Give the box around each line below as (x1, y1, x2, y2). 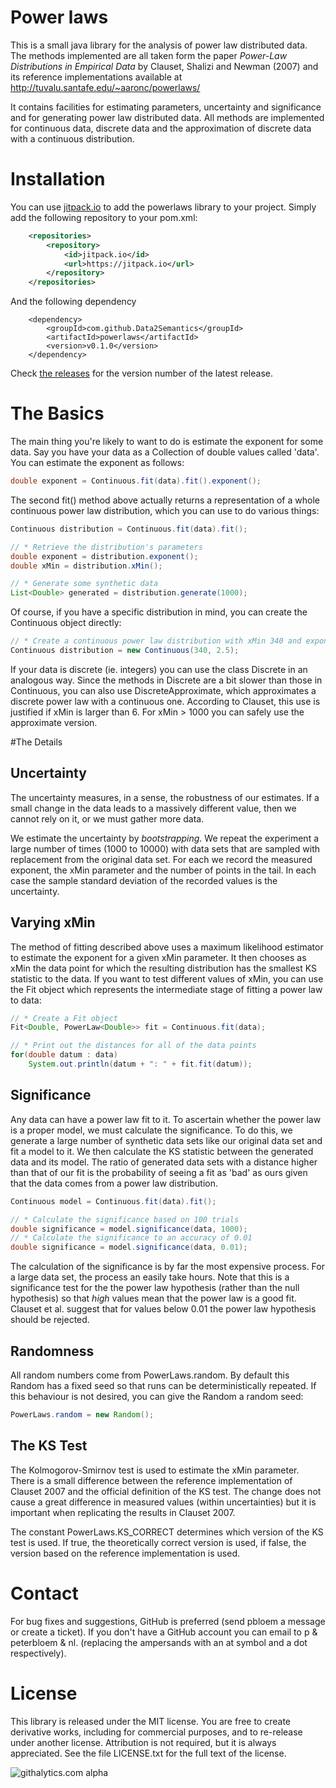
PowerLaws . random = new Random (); (10, 1409, 155, 1420)
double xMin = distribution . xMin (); (10, 561, 163, 571)
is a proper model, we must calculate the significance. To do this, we (10, 1124, 293, 1136)
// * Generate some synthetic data (10, 579, 159, 589)
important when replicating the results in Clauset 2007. (10, 1506, 236, 1518)
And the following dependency (10, 296, 137, 308)
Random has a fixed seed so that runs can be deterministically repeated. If (10, 1379, 317, 1391)
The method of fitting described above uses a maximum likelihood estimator (10, 941, 324, 953)
